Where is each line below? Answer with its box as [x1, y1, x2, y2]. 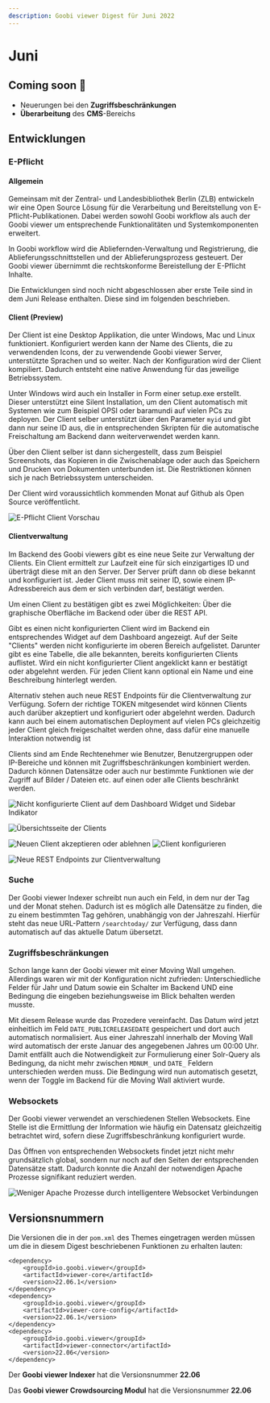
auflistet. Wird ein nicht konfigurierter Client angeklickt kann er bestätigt [8, 658, 248, 667]
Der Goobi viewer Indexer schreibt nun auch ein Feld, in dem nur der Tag [8, 892, 250, 902]
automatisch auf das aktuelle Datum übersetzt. [8, 927, 164, 937]
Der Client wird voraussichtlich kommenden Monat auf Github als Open [8, 489, 244, 499]
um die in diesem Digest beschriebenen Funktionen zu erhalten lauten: [8, 1242, 243, 1251]
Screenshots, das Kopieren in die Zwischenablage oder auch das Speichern [8, 456, 260, 466]
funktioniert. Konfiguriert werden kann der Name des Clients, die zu [8, 339, 234, 349]
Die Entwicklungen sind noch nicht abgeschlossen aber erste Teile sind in [8, 286, 253, 295]
